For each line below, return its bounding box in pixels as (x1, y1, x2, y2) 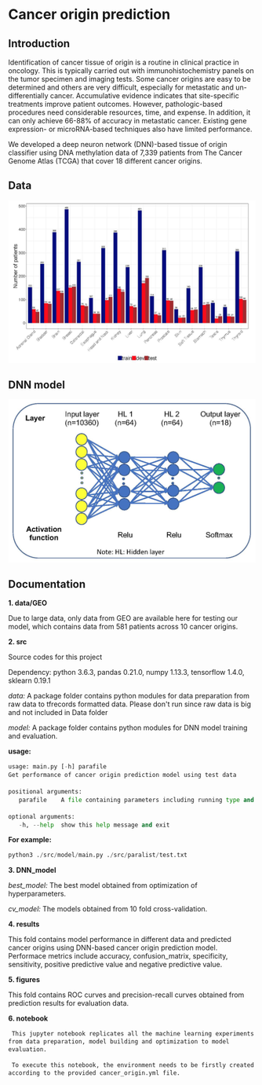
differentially (8, 91, 49, 100)
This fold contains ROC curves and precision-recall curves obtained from (8, 990, 245, 999)
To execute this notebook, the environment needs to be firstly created (11, 1061, 255, 1069)
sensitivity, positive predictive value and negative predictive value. (8, 960, 223, 970)
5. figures (8, 975, 41, 984)
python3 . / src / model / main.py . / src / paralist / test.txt (8, 851, 188, 860)
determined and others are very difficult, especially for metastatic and (8, 82, 234, 92)
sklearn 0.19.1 (8, 676, 51, 685)
